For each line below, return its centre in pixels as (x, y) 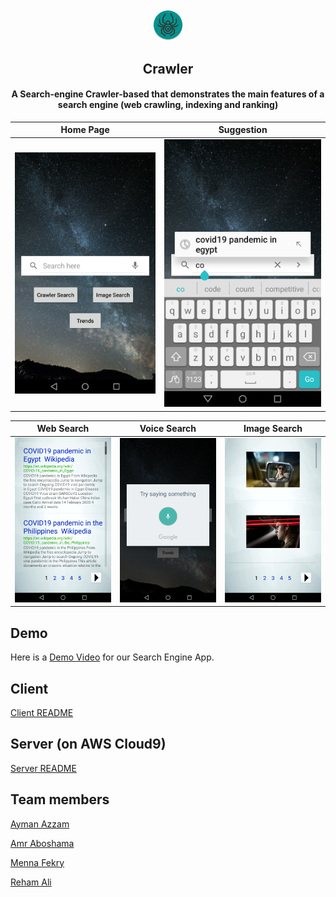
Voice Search (168, 429)
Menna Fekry (37, 862)
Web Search (63, 429)
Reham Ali (31, 882)
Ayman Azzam (40, 824)
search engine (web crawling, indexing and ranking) (168, 105)
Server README (43, 768)
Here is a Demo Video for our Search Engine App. (112, 657)
